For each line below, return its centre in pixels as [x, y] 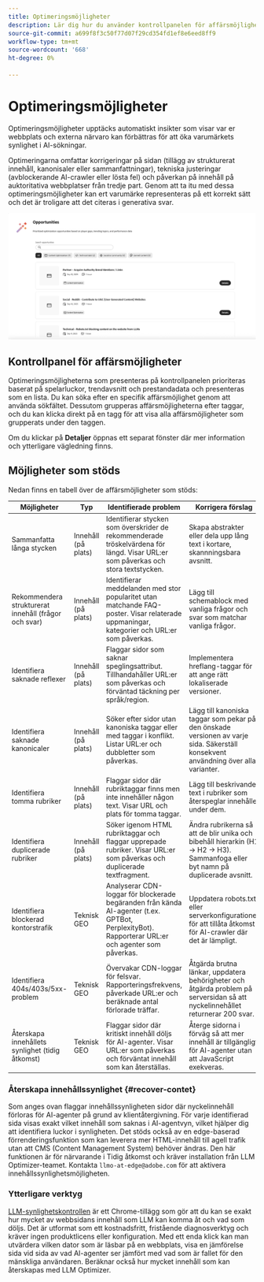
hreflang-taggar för [220, 667]
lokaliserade [208, 683]
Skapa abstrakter [216, 527]
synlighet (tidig [36, 1050]
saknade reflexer [38, 678]
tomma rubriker [36, 801]
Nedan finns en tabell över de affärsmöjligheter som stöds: [103, 489]
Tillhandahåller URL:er [141, 674]
